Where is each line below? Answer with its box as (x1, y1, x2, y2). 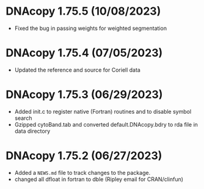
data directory (14, 127, 51, 135)
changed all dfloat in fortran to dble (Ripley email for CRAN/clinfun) (14, 176, 184, 183)
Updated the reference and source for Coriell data (14, 66, 141, 73)
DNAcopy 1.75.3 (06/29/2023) (5, 87, 163, 102)
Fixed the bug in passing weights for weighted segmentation (14, 24, 167, 32)
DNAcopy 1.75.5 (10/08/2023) (5, 4, 161, 18)
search (14, 114, 32, 122)
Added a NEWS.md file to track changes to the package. (14, 169, 151, 176)
